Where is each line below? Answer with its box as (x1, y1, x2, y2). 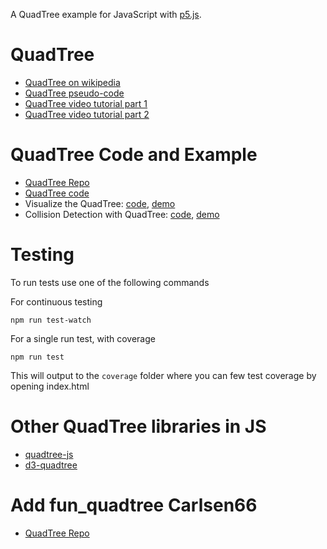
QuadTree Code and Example (10, 144, 258, 166)
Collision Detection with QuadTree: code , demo (24, 208, 220, 220)
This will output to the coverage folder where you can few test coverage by (10, 369, 317, 381)
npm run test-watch (10, 315, 92, 325)
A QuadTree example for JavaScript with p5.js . (10, 9, 202, 20)
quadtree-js (24, 448, 74, 460)
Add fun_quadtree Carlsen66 (10, 494, 258, 516)
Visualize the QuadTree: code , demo (24, 197, 176, 209)
